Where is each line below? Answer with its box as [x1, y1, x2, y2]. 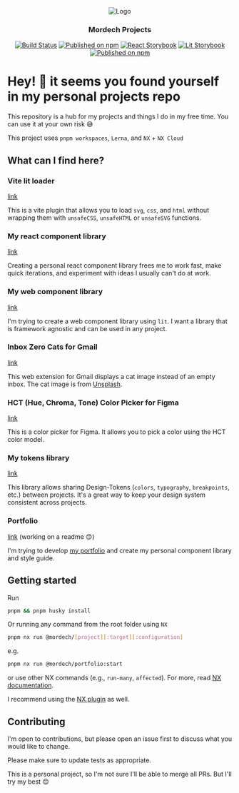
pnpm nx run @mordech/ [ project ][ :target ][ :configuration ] [7, 634, 183, 641]
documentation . [7, 681, 54, 690]
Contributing [7, 715, 66, 727]
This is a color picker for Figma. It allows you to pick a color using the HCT [7, 428, 226, 436]
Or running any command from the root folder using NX [7, 620, 168, 629]
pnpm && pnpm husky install [7, 607, 91, 615]
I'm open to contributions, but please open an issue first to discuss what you [7, 734, 233, 743]
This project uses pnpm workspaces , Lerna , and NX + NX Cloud [7, 133, 183, 142]
